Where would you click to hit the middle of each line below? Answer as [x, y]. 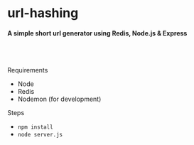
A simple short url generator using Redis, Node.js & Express [97, 33]
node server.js [40, 135]
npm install [35, 127]
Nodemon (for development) [59, 99]
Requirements [28, 70]
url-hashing [43, 13]
